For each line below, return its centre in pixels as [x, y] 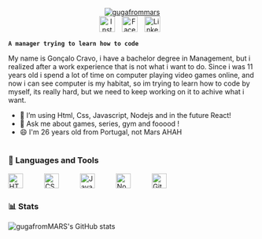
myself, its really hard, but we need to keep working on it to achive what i [126, 92]
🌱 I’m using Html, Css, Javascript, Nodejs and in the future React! [125, 115]
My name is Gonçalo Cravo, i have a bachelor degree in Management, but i [129, 58]
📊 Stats [24, 206]
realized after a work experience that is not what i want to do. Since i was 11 [131, 66]
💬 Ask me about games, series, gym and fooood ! [99, 123]
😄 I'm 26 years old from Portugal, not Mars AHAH [101, 132]
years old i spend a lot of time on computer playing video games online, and [131, 75]
